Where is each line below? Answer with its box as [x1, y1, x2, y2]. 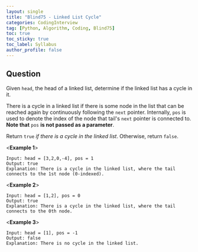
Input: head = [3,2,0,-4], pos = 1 [6, 155, 94, 161]
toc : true [6, 31, 31, 37]
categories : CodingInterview [6, 19, 78, 25]
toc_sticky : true [6, 36, 49, 42]
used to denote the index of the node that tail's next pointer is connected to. [6, 114, 191, 122]
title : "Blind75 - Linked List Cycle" [6, 14, 102, 20]
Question [6, 69, 41, 79]
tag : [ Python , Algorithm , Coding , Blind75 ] [6, 25, 115, 31]
